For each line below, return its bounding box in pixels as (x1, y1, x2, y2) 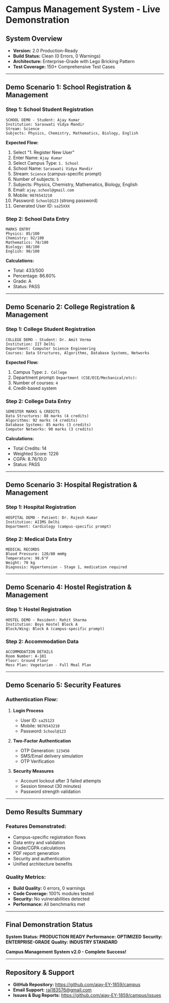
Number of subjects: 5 (13, 176, 59, 182)
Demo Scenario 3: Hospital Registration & (6, 481, 137, 489)
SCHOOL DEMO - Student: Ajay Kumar (6, 117, 80, 122)
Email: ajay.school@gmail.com (13, 186, 74, 192)
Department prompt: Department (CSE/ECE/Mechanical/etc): (13, 374, 137, 380)
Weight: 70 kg (6, 560, 36, 565)
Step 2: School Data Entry (6, 215, 70, 222)
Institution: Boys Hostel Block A (6, 622, 78, 627)
